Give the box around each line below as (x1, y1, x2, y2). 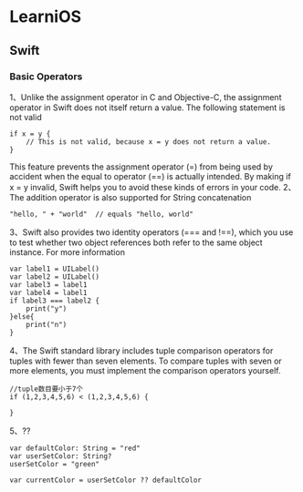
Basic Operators (9, 70, 83, 83)
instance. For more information (9, 246, 126, 257)
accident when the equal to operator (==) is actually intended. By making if (9, 170, 292, 181)
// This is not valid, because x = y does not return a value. (26, 137, 272, 147)
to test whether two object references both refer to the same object (9, 237, 263, 248)
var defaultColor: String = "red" (9, 444, 141, 453)
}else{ (9, 312, 35, 321)
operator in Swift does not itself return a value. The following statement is (9, 102, 286, 113)
